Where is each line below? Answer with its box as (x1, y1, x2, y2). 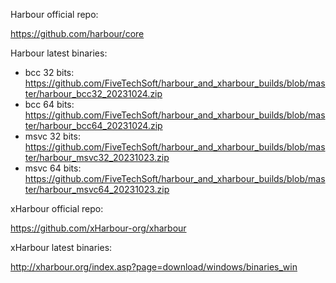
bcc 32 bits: (24, 67, 75, 78)
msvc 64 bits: (24, 162, 82, 174)
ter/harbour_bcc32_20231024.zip (24, 88, 163, 99)
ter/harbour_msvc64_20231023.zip (24, 184, 170, 195)
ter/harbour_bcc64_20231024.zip (24, 120, 163, 131)
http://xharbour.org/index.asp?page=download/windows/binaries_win (10, 261, 298, 273)
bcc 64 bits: (24, 99, 75, 110)
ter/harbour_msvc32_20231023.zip (24, 152, 170, 163)
